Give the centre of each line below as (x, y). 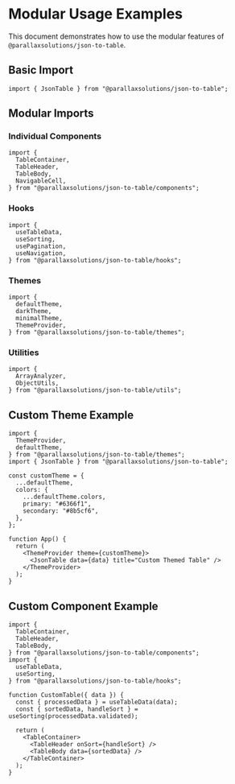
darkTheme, (34, 312)
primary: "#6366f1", (57, 504)
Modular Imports (51, 113)
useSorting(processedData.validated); (73, 716)
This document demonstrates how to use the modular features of (116, 36)
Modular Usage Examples (96, 14)
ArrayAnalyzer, (41, 376)
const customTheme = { (46, 476)
